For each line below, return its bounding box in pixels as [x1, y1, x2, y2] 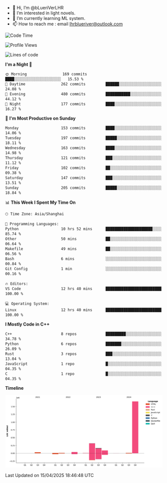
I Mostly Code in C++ [5, 322, 50, 327]
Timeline [5, 385, 24, 391]
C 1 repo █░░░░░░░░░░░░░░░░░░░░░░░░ [5, 371, 162, 376]
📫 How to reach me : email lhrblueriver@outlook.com [12, 21, 123, 27]
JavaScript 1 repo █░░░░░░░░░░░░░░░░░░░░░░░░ [5, 361, 162, 366]
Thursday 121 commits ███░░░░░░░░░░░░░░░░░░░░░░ [5, 156, 162, 161]
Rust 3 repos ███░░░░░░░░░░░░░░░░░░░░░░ [5, 351, 162, 356]
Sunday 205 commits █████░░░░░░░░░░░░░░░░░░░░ [5, 185, 162, 190]
